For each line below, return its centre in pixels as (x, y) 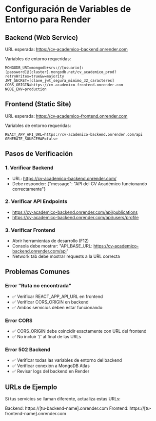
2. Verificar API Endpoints (36, 201)
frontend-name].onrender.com (36, 414)
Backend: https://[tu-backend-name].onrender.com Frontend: (67, 408)
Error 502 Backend (28, 350)
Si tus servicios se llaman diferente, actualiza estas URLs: (63, 399)
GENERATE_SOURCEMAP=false (31, 139)
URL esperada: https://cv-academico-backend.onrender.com (67, 49)
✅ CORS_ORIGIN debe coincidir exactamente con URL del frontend (79, 331)
